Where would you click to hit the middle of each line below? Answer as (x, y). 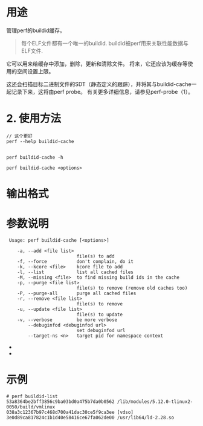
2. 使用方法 (34, 118)
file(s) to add (95, 256)
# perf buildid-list (32, 396)
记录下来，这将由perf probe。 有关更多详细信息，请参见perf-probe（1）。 (102, 92)
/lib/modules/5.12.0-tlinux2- (155, 401)
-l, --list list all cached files (76, 272)
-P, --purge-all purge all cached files (77, 293)
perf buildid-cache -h (35, 157)
